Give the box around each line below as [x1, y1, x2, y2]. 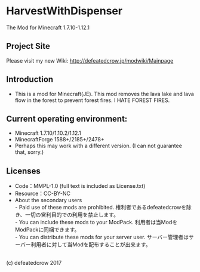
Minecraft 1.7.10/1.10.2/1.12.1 [14, 129, 82, 137]
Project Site [6, 41, 51, 51]
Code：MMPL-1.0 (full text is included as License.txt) [14, 183, 146, 190]
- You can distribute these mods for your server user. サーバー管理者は [14, 234, 189, 241]
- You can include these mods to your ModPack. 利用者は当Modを [14, 219, 178, 226]
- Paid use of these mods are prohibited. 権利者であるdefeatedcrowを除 [14, 204, 192, 211]
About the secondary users [14, 197, 82, 204]
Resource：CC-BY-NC [14, 190, 70, 197]
